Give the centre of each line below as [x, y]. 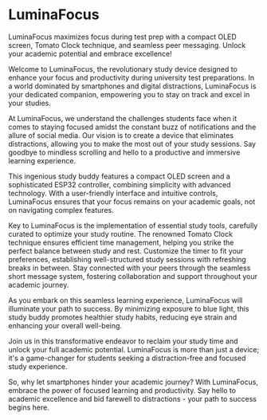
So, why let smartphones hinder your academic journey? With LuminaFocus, [133, 382]
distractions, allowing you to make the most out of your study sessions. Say [132, 143]
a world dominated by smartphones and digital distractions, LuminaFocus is [132, 86]
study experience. [38, 366]
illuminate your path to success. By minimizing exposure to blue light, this [129, 308]
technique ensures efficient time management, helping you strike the [121, 242]
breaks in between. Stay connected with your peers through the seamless [130, 268]
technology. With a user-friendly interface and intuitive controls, [113, 193]
